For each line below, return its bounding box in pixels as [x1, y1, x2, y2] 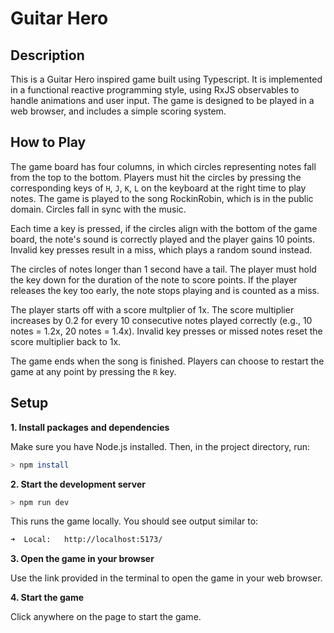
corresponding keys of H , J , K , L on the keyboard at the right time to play [10, 182, 307, 194]
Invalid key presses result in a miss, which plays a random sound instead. [10, 243, 313, 256]
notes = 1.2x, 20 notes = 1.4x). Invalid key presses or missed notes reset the [10, 325, 323, 337]
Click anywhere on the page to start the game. [10, 611, 202, 623]
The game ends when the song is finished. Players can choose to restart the [10, 355, 325, 367]
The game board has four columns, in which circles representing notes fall [10, 160, 317, 172]
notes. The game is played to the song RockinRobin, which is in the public [10, 192, 314, 204]
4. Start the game [10, 592, 85, 604]
